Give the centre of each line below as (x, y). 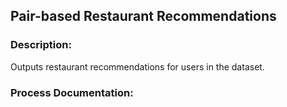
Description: (41, 45)
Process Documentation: (72, 92)
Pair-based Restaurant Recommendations (143, 16)
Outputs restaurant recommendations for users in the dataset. (137, 66)
